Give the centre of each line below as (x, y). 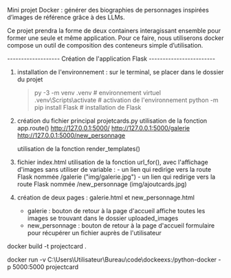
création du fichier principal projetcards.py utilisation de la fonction (112, 121)
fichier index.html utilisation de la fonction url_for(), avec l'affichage (112, 162)
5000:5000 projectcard (46, 267)
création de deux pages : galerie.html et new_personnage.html (106, 197)
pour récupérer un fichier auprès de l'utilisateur (94, 233)
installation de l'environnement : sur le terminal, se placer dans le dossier (120, 72)
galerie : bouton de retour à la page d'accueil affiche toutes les (116, 211)
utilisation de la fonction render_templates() (79, 149)
